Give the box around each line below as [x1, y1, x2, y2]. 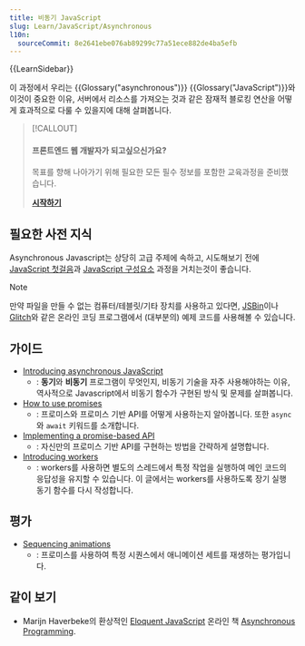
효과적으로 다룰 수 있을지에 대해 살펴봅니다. [18, 105, 172, 116]
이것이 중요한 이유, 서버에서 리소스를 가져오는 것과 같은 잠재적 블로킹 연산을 [9, 93, 276, 104]
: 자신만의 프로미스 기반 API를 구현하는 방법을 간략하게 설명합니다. [35, 441, 270, 452]
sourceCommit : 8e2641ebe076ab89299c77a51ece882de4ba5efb [17, 38, 238, 48]
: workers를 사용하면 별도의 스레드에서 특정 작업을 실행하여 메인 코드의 [35, 462, 288, 473]
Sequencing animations [22, 538, 112, 549]
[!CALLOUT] [31, 123, 78, 134]
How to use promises [22, 398, 103, 409]
